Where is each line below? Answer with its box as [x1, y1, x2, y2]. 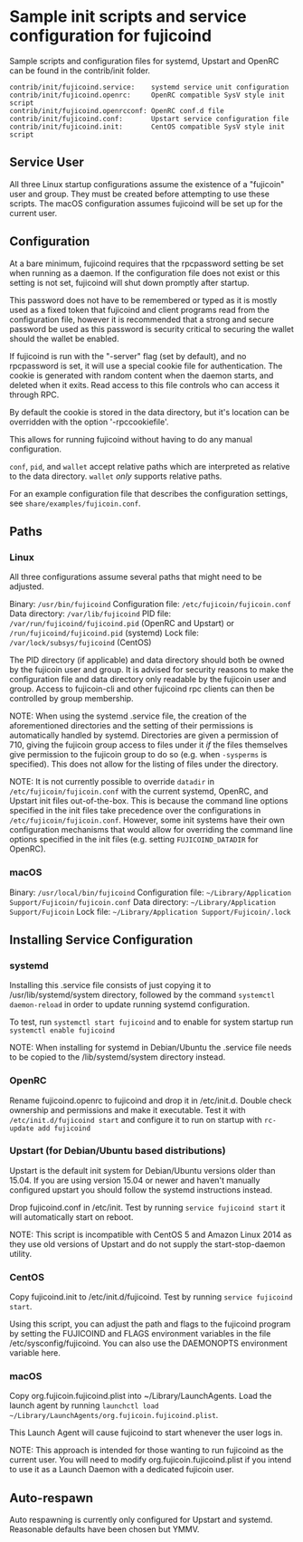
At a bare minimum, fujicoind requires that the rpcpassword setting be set [9, 258, 284, 269]
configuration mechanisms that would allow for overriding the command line [9, 824, 294, 835]
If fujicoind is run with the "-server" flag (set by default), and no [9, 350, 247, 361]
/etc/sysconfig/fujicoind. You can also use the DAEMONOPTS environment [9, 1337, 288, 1349]
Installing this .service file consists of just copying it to [9, 980, 212, 991]
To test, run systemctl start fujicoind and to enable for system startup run [9, 1016, 294, 1028]
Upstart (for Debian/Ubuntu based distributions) [9, 1145, 226, 1157]
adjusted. [9, 581, 44, 592]
